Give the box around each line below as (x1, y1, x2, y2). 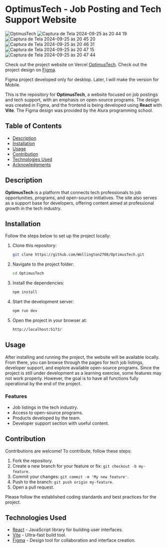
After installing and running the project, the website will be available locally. (5, 354, 160, 360)
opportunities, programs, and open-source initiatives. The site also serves (5, 195, 157, 201)
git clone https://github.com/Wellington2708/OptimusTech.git (12, 252, 145, 258)
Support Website (5, 14, 77, 25)
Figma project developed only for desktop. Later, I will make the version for (5, 76, 159, 82)
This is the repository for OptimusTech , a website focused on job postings (5, 91, 158, 97)
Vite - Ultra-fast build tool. (12, 532, 66, 538)
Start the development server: (12, 298, 74, 304)
